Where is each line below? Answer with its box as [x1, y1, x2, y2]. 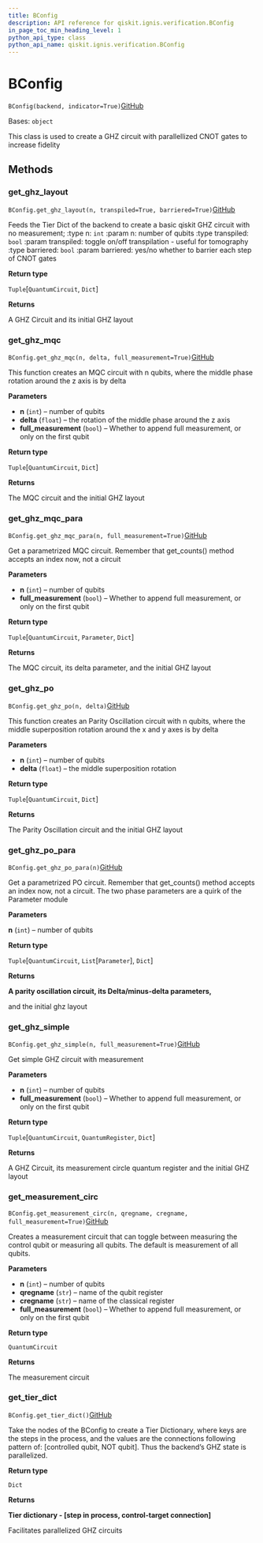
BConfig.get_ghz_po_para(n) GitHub [8, 862, 123, 871]
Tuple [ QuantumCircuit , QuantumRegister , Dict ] [8, 1133, 156, 1142]
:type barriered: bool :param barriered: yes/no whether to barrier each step [8, 245, 252, 254]
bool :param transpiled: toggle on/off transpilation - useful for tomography [8, 236, 249, 246]
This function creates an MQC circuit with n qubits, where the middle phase [8, 368, 254, 378]
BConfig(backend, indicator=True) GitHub [8, 101, 144, 111]
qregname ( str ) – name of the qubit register [19, 1287, 164, 1296]
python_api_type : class [8, 33, 87, 42]
